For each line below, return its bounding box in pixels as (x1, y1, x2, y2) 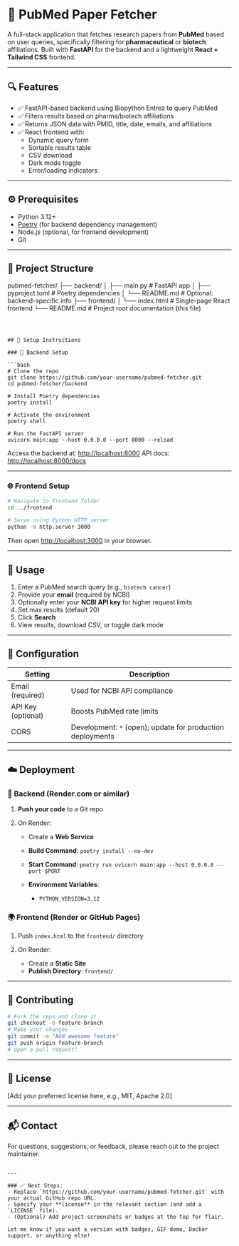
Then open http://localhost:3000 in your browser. (7, 537, 152, 545)
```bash (7, 362, 31, 369)
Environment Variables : (28, 881, 100, 889)
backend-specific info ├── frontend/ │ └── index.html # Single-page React (7, 296, 230, 305)
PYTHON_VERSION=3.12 (38, 896, 100, 903)
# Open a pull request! (7, 1045, 78, 1053)
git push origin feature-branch (7, 1040, 103, 1047)
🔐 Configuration (7, 648, 80, 660)
